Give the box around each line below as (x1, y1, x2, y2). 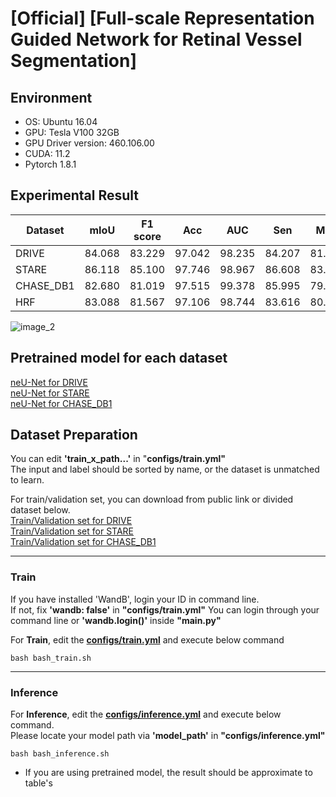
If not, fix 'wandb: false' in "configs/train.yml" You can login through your (10, 603, 320, 616)
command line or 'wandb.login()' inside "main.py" (10, 614, 222, 626)
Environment (10, 89, 93, 106)
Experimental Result (10, 187, 139, 204)
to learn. (10, 474, 45, 486)
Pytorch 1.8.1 (24, 158, 77, 170)
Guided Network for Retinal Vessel (10, 28, 303, 51)
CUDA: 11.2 (24, 148, 71, 159)
